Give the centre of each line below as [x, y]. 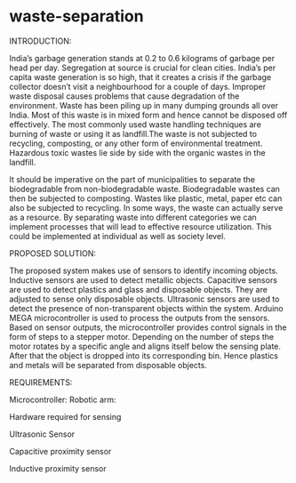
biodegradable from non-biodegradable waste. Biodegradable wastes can [144, 189]
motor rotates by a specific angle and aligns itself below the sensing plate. [145, 346]
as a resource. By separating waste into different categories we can [133, 217]
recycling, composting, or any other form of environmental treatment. [136, 143]
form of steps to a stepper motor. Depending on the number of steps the [141, 336]
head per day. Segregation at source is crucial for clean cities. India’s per [143, 68]
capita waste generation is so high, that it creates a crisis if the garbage [140, 76]
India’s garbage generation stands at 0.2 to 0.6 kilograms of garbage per [142, 58]
